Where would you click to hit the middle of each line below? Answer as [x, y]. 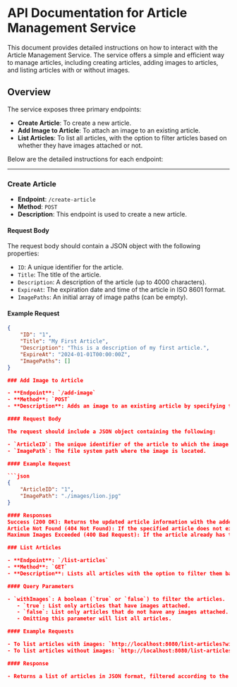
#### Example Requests [41, 632]
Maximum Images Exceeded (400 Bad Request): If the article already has [116, 535]
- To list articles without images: [61, 650]
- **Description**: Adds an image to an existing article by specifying [116, 406]
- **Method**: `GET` [38, 567]
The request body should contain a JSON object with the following [104, 246]
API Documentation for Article [97, 13]
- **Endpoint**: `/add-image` [52, 393]
